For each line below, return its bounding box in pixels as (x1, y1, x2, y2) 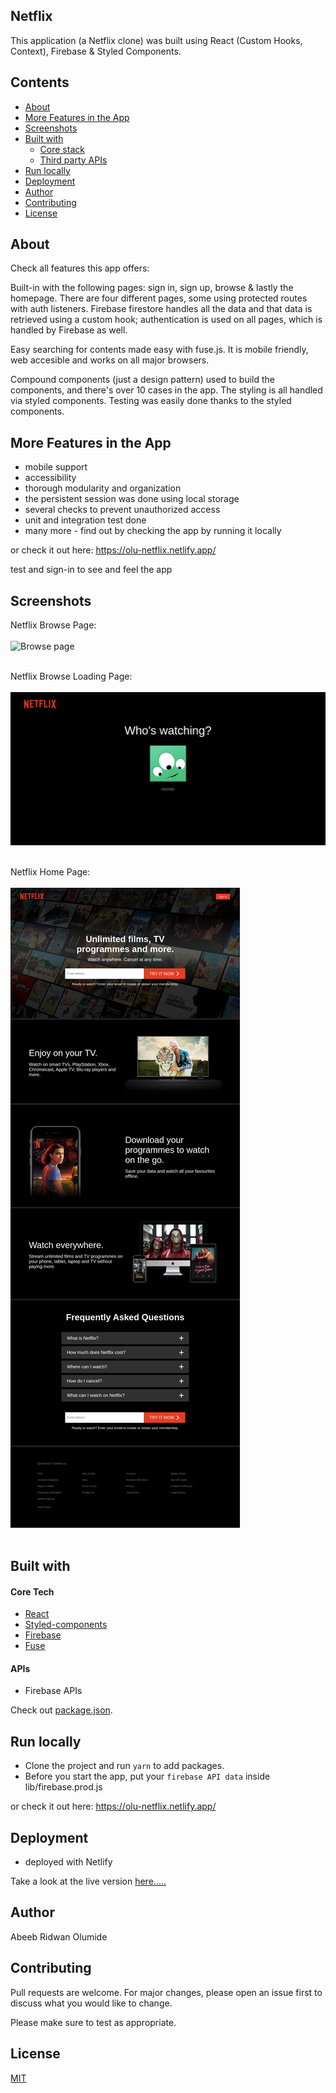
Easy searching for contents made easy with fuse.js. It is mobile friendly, (10, 344, 309, 356)
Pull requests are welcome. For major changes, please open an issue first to (10, 1986, 323, 1998)
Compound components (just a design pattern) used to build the (10, 374, 276, 386)
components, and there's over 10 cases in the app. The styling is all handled (10, 384, 323, 396)
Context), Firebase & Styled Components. (10, 45, 182, 57)
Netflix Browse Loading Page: (10, 670, 133, 683)
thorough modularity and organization (24, 482, 182, 494)
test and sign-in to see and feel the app (10, 564, 173, 576)
